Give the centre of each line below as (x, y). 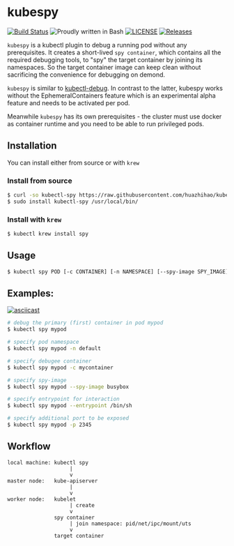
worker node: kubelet (42, 499)
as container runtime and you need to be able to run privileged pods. (106, 123)
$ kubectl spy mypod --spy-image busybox (68, 387)
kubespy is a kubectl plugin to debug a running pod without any (97, 45)
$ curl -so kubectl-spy (42, 195)
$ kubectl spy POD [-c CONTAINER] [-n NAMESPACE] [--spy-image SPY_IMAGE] (118, 272)
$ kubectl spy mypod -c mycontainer (60, 367)
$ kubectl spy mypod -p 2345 (49, 425)
